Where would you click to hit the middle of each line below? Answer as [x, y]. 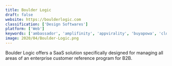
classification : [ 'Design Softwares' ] [47, 24]
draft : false [19, 15]
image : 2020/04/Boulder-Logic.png [42, 39]
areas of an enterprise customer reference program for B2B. [69, 58]
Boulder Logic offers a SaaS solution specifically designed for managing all [84, 53]
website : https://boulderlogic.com [43, 19]
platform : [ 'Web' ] [25, 29]
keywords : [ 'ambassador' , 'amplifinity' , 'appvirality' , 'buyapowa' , [81, 34]
